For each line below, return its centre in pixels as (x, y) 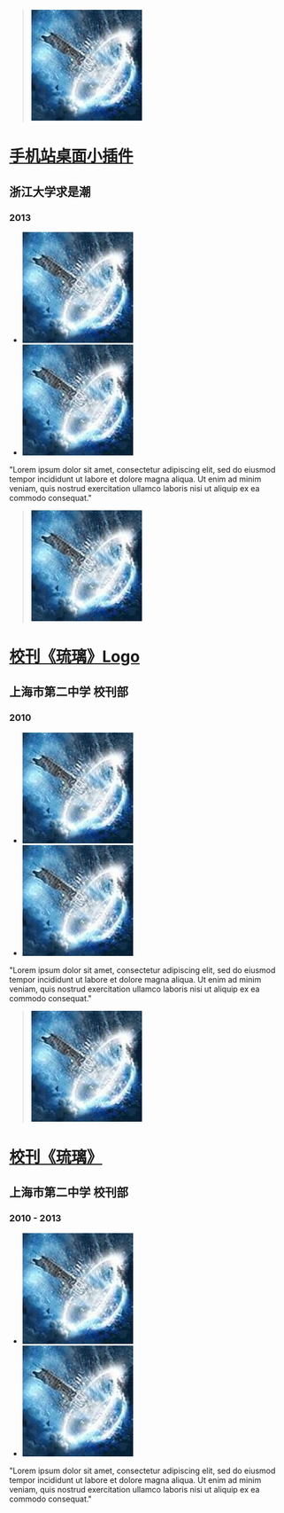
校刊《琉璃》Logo (74, 657)
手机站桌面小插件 (72, 157)
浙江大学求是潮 (50, 192)
